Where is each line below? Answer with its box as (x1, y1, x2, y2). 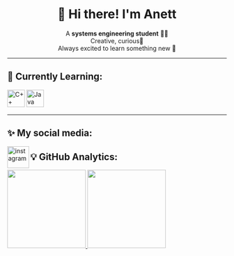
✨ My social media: (7, 127, 93, 139)
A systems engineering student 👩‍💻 (65, 29, 169, 38)
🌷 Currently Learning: (7, 71, 103, 83)
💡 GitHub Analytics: (30, 151, 118, 163)
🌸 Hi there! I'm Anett (57, 6, 177, 22)
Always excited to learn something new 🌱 (58, 44, 176, 52)
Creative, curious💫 (90, 36, 144, 45)
